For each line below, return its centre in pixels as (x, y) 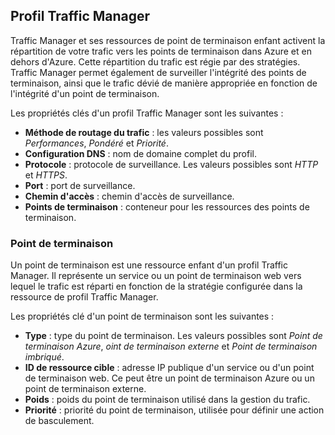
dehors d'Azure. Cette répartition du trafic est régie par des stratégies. (155, 61)
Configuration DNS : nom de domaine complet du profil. (141, 153)
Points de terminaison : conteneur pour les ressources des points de (167, 206)
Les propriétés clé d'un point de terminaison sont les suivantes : (142, 316)
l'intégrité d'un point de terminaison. (85, 93)
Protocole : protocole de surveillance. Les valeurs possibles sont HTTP (171, 164)
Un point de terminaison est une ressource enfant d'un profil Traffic (149, 265)
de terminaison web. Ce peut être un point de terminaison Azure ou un (169, 378)
